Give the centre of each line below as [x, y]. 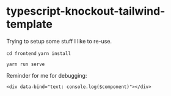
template [30, 24]
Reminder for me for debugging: [47, 75]
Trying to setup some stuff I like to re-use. [59, 41]
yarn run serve [26, 64]
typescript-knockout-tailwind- [86, 11]
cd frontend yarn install [39, 53]
